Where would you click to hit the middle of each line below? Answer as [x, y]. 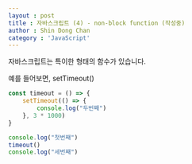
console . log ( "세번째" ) [43, 152]
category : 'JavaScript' [49, 38]
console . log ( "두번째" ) [72, 108]
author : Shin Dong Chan [49, 30]
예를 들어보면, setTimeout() [52, 78]
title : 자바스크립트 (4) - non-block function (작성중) [97, 23]
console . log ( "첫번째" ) [43, 137]
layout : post [32, 16]
